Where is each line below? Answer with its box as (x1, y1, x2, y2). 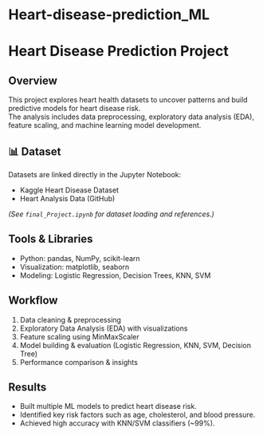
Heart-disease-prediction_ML (8, 6, 210, 24)
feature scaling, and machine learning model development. (8, 121, 202, 130)
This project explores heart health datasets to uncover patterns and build (8, 95, 249, 105)
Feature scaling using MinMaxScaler (19, 331, 139, 341)
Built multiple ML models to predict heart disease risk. (19, 402, 197, 411)
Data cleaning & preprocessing (19, 315, 122, 324)
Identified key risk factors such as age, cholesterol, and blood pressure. (19, 410, 256, 420)
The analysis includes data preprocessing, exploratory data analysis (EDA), (8, 112, 255, 121)
